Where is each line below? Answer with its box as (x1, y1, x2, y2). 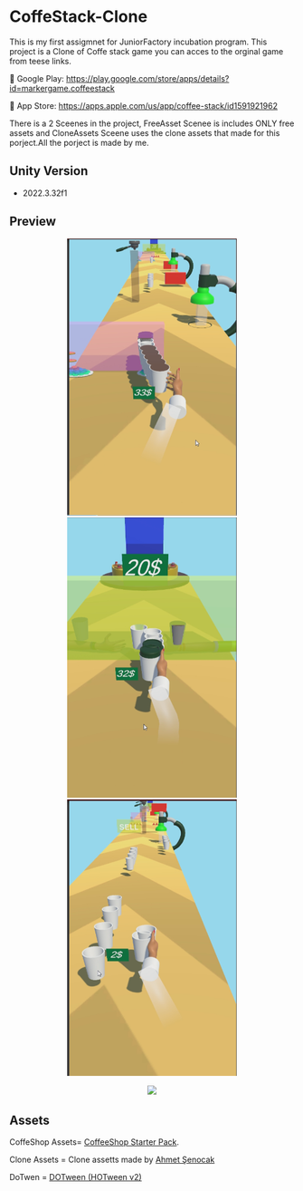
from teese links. (9, 55, 72, 66)
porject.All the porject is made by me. (9, 137, 149, 148)
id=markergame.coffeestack (9, 82, 116, 93)
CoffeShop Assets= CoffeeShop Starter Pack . (9, 1136, 179, 1147)
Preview (9, 214, 57, 229)
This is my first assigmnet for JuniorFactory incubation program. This (9, 36, 268, 47)
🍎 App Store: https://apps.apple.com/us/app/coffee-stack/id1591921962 (9, 100, 279, 111)
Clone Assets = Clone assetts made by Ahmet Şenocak (9, 1154, 215, 1165)
